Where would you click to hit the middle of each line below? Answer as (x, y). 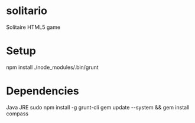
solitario (27, 11)
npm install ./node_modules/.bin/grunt (52, 67)
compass (17, 114)
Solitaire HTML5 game (33, 27)
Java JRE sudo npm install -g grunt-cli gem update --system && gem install (98, 107)
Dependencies (43, 91)
